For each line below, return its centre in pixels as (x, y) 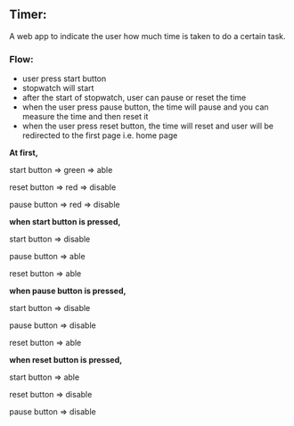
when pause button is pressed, (68, 291)
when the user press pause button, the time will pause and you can (145, 107)
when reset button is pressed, (66, 360)
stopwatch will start (58, 88)
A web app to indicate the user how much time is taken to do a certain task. (148, 36)
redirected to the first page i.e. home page (100, 135)
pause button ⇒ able (48, 257)
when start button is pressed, (65, 222)
